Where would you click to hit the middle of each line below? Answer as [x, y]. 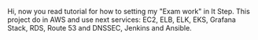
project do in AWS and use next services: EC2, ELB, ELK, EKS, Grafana [122, 20]
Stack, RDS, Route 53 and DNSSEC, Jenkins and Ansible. [100, 28]
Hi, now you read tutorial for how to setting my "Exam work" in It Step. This [129, 11]
